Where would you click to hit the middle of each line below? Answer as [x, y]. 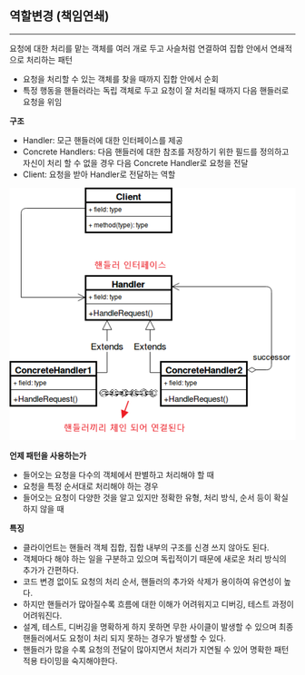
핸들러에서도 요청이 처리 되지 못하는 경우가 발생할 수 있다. [124, 639]
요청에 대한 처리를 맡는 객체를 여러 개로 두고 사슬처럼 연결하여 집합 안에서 [139, 48]
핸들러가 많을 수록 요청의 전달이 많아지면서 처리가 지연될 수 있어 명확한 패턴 [156, 650]
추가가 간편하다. [50, 571]
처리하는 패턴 [49, 59]
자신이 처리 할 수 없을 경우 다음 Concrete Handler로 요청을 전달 [135, 162]
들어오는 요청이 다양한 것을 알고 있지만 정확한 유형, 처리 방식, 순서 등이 [147, 498]
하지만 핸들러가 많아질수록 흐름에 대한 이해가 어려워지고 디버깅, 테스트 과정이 [158, 604]
